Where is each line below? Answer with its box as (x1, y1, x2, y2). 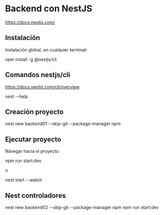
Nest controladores (5, 191, 66, 200)
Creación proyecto (5, 107, 64, 116)
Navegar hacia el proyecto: (5, 148, 60, 154)
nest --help (5, 93, 28, 99)
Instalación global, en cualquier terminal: (5, 46, 88, 52)
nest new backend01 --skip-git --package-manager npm (5, 121, 121, 127)
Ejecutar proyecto (5, 135, 62, 143)
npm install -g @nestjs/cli (5, 56, 57, 62)
